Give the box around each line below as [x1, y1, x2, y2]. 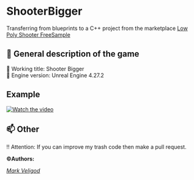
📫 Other [6, 124, 40, 134]
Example [6, 89, 40, 100]
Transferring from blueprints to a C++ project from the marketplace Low [6, 24, 188, 32]
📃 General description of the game [6, 49, 140, 59]
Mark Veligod [6, 167, 40, 174]
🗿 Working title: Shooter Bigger [6, 65, 84, 72]
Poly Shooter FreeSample [6, 31, 70, 38]
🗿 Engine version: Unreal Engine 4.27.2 [6, 72, 104, 79]
